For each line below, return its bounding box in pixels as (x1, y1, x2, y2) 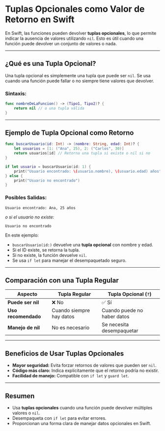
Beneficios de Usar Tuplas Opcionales (5, 349, 124, 358)
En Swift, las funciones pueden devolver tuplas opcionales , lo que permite (5, 30, 157, 36)
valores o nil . (12, 410, 40, 416)
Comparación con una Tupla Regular (5, 277, 119, 285)
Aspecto (17, 291, 38, 298)
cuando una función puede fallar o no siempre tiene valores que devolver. (5, 78, 155, 84)
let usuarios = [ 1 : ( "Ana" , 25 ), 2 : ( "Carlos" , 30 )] (14, 146, 124, 151)
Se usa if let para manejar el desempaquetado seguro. (12, 257, 127, 263)
